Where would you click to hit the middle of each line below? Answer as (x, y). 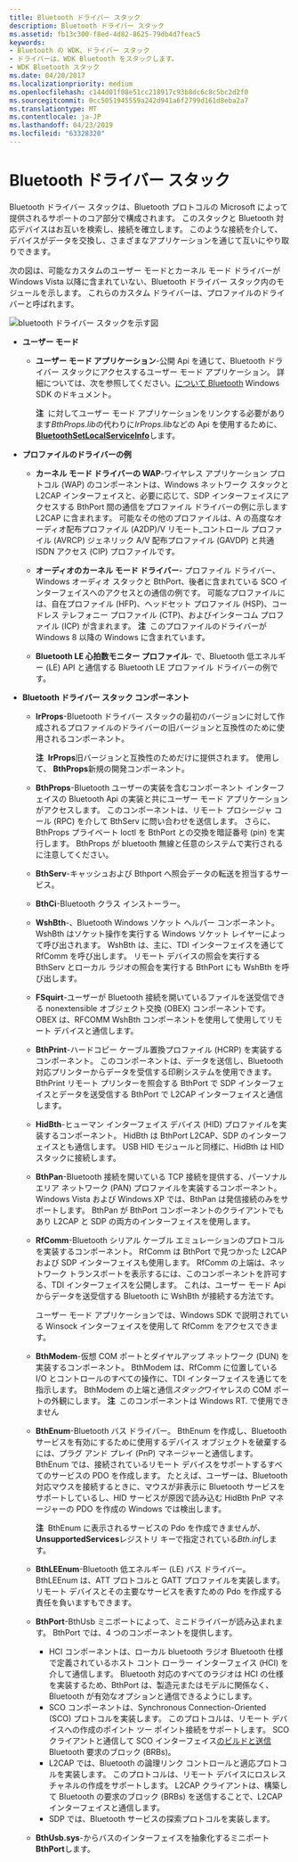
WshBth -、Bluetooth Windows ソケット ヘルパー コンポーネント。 (157, 922)
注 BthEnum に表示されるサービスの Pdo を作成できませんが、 (150, 1528)
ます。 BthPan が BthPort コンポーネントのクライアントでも (175, 1210)
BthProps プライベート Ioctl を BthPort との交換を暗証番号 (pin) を (156, 832)
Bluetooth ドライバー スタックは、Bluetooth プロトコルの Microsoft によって (149, 207)
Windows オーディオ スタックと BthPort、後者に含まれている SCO (157, 581)
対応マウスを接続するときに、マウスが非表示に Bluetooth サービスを (161, 1487)
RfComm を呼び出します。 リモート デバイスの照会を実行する (148, 956)
